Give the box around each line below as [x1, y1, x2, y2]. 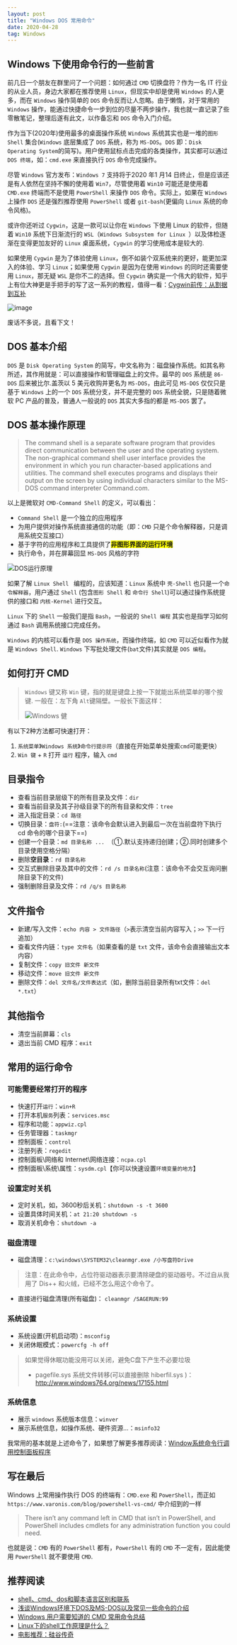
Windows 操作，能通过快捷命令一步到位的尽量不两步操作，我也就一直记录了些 [7, 105, 230, 113]
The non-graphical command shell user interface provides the [24, 453, 206, 462]
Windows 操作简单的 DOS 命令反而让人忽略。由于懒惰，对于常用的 [33, 96, 220, 105]
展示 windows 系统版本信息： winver [17, 1415, 119, 1423]
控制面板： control [17, 1137, 71, 1146]
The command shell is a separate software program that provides [24, 438, 216, 447]
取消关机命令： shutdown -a [17, 1218, 97, 1227]
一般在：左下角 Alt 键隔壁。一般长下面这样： [34, 696, 164, 705]
